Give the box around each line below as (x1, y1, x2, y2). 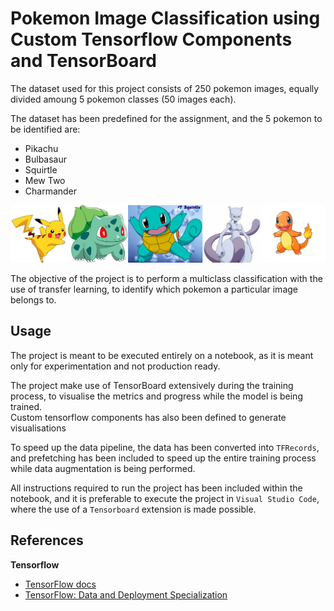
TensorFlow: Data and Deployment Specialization (24, 588, 228, 601)
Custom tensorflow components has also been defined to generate (10, 411, 287, 423)
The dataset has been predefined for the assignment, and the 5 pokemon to (10, 112, 323, 124)
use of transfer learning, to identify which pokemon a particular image (10, 283, 298, 295)
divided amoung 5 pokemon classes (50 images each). (10, 93, 237, 105)
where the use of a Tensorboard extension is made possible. (10, 503, 257, 515)
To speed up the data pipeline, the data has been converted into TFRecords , (10, 441, 320, 453)
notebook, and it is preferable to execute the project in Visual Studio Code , (10, 492, 320, 504)
